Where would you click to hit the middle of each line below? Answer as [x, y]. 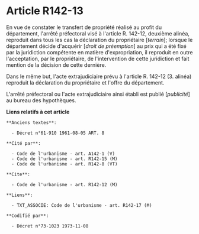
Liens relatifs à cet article [38, 112]
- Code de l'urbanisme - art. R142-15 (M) [65, 159]
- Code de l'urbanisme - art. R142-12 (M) [65, 184]
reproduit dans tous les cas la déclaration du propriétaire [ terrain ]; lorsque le [99, 40]
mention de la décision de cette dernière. [56, 65]
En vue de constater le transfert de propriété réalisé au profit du [84, 27]
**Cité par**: [24, 143]
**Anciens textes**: [32, 122]
